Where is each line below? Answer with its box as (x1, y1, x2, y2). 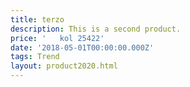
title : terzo (10, 14, 65, 25)
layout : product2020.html (10, 61, 118, 71)
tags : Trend (10, 52, 60, 62)
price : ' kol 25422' (10, 33, 105, 43)
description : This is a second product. (10, 24, 182, 34)
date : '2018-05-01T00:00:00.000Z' (10, 42, 155, 53)
